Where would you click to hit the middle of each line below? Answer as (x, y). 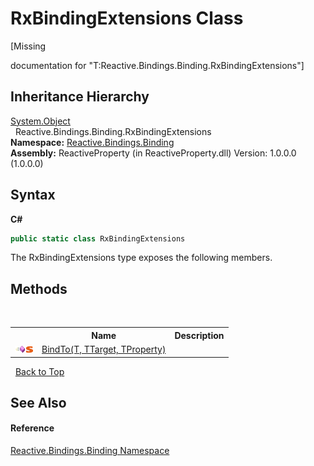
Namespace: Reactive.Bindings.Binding (92, 142)
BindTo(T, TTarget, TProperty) (104, 349)
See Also (38, 402)
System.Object (40, 121)
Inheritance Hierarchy (80, 97)
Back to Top (39, 371)
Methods (39, 288)
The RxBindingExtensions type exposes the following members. (141, 258)
